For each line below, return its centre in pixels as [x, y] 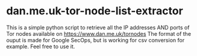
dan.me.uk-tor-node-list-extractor [95, 11]
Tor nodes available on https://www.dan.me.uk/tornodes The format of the [99, 33]
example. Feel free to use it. [41, 46]
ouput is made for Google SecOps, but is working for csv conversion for [95, 40]
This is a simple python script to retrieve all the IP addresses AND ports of [98, 27]
